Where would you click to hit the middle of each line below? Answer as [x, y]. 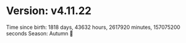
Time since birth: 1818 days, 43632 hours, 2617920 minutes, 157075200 [93, 27]
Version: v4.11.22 [49, 11]
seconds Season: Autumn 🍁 [40, 33]
